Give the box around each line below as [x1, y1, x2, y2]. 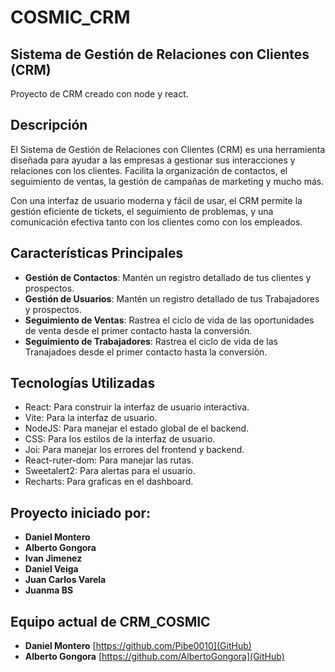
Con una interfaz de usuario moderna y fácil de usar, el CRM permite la [10, 194, 303, 206]
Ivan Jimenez [24, 552, 83, 565]
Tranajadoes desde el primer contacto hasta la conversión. [24, 346, 268, 358]
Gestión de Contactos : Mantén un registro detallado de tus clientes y [24, 271, 312, 283]
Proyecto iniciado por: [10, 504, 152, 521]
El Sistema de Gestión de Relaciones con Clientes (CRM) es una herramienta [10, 143, 326, 155]
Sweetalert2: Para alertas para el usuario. [24, 465, 196, 477]
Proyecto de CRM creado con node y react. [10, 88, 189, 100]
